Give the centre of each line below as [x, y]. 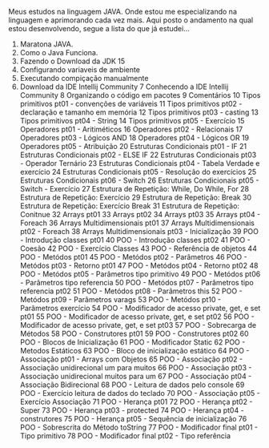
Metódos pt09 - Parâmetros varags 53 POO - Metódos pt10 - [120, 299]
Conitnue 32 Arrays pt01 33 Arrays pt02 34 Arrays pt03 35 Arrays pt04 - [140, 214]
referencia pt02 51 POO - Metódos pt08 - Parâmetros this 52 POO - [131, 291]
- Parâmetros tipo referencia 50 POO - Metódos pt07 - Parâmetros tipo [137, 283]
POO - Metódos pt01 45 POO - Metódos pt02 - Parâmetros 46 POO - [133, 257]
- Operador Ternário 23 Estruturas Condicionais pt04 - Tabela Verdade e [140, 163]
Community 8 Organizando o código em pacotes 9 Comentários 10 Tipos [140, 95]
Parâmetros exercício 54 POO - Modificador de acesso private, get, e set [140, 308]
